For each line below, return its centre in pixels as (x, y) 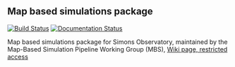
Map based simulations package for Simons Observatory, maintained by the (117, 42)
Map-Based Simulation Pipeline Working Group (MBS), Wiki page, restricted (117, 49)
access (18, 57)
